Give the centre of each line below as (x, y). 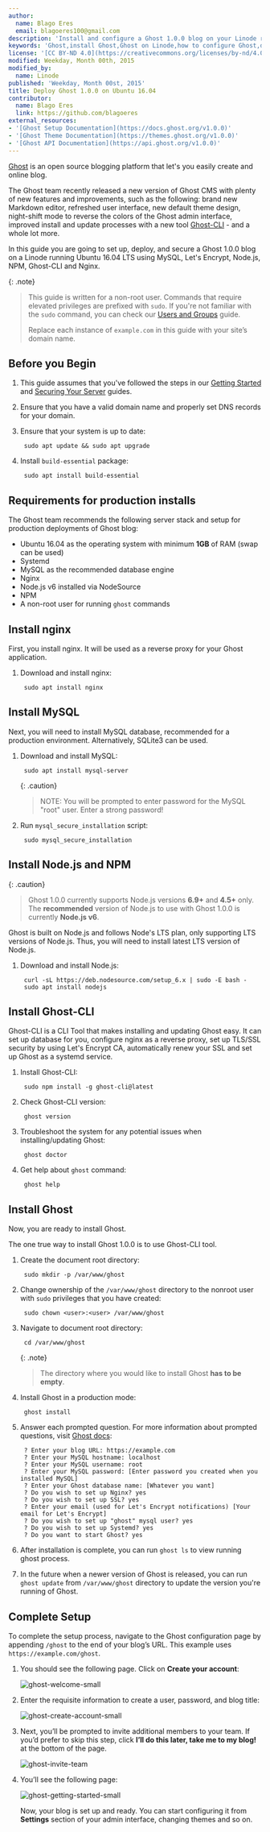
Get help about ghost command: (73, 1170)
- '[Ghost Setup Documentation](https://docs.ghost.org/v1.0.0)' (120, 128)
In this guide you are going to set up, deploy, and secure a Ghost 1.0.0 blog (132, 249)
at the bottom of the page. (63, 1748)
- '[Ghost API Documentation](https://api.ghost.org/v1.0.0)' (115, 143)
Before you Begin (52, 363)
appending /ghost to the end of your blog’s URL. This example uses (120, 1645)
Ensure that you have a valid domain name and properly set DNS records (140, 407)
